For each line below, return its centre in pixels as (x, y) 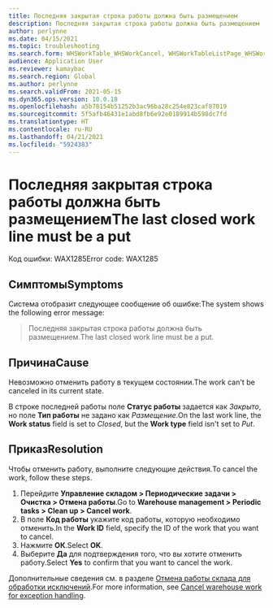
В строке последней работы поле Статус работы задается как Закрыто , (135, 406)
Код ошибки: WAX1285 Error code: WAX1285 (83, 259)
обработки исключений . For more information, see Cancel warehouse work (135, 587)
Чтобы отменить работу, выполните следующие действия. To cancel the (133, 469)
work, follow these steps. (50, 477)
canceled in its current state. (56, 391)
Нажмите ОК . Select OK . (61, 545)
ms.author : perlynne (43, 84)
